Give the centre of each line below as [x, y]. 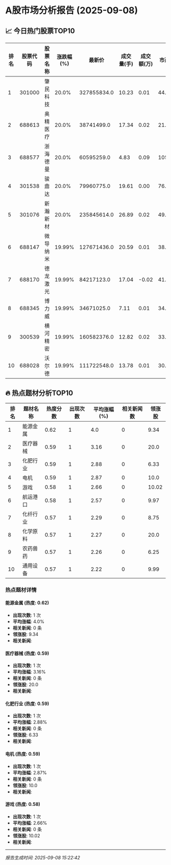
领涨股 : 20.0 [25, 685]
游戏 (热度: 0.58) [23, 804]
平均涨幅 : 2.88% [30, 722]
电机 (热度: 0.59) [23, 754]
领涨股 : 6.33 [25, 735]
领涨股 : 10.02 [26, 835]
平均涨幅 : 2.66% [30, 823]
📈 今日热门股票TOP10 [40, 31]
